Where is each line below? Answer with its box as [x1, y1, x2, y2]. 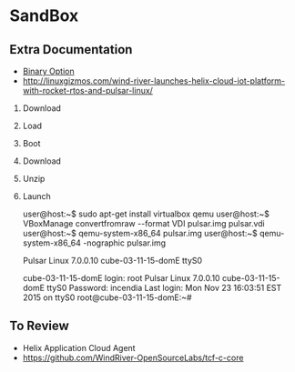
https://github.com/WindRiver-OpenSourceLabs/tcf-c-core [22, 352, 244, 363]
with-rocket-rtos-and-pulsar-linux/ [22, 85, 153, 96]
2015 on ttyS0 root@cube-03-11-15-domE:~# [22, 292, 193, 303]
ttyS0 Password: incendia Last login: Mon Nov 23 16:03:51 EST [46, 283, 282, 293]
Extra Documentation [9, 42, 133, 57]
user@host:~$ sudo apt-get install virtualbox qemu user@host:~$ [22, 208, 270, 219]
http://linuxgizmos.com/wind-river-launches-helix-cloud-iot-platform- [22, 75, 286, 86]
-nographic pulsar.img [83, 237, 167, 248]
